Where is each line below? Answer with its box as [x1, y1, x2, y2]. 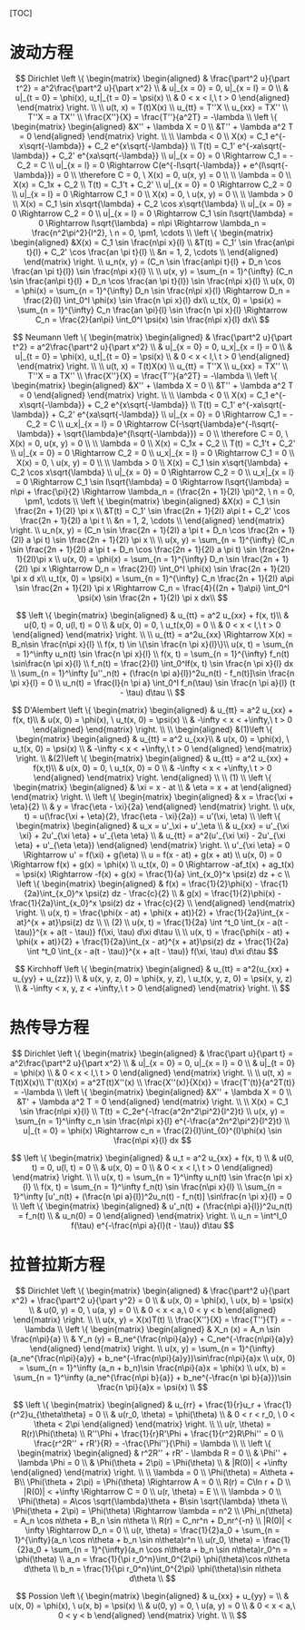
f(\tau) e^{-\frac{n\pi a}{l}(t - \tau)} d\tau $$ [71, 1220, 234, 1230]
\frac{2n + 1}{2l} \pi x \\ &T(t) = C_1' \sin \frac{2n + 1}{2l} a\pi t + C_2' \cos [15, 505, 290, 516]
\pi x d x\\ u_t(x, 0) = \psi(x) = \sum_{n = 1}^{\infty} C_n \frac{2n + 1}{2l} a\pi [10, 572, 295, 584]
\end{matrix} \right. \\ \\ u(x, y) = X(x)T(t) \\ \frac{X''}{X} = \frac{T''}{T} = [13, 1314, 286, 1325]
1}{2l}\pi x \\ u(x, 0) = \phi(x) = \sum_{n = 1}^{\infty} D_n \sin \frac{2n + [15, 553, 280, 564]
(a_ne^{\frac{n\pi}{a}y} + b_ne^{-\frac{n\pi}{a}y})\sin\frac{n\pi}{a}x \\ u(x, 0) [9, 1352, 296, 1363]
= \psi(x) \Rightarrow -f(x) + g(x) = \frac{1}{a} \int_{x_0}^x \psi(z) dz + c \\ [15, 868, 290, 879]
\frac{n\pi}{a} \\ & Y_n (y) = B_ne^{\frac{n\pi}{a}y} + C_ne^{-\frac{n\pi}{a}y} [10, 1333, 295, 1344]
